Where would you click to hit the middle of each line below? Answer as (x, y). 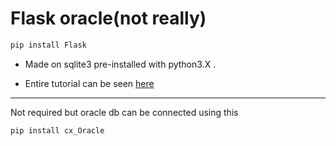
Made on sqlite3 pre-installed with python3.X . (120, 64)
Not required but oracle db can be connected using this (124, 112)
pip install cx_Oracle (57, 130)
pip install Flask (48, 45)
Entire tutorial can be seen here (89, 83)
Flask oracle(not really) (108, 18)
